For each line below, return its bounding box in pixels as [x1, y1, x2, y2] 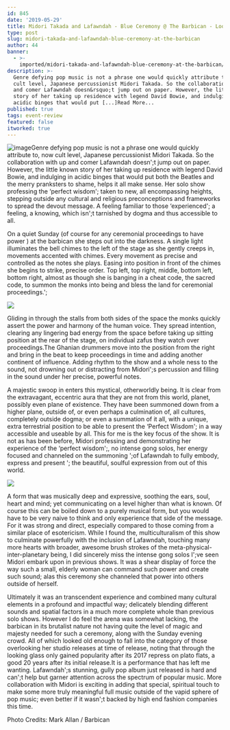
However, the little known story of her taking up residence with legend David [7, 165, 223, 174]
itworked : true [7, 125, 51, 132]
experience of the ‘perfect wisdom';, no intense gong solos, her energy [7, 444, 208, 453]
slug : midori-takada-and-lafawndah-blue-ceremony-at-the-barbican [7, 36, 201, 43]
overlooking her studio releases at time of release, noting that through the [7, 644, 215, 652]
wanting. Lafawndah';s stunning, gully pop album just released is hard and [7, 666, 217, 674]
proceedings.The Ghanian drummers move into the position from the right [7, 344, 216, 352]
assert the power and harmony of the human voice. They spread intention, [7, 322, 217, 330]
